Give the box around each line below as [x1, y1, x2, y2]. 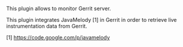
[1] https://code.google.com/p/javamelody [6, 34, 110, 41]
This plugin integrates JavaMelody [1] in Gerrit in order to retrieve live [6, 16, 178, 23]
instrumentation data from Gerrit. [6, 23, 88, 29]
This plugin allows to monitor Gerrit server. [6, 5, 111, 12]
